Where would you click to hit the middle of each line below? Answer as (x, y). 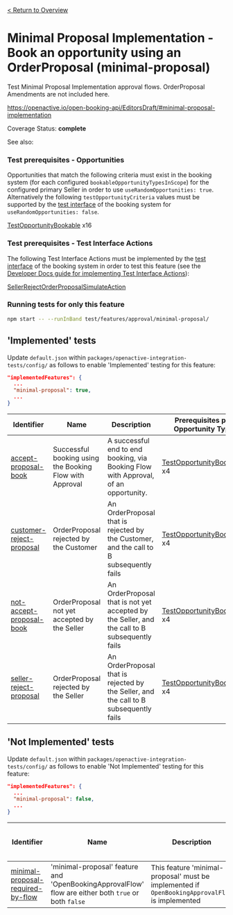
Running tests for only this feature (66, 305)
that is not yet (129, 602)
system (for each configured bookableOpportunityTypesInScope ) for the (108, 183)
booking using (76, 457)
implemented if (175, 885)
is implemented (176, 900)
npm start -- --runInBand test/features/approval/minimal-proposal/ (108, 319)
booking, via (127, 457)
